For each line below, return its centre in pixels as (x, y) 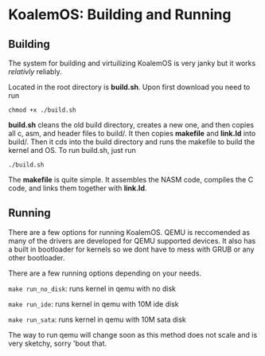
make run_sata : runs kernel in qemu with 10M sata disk (97, 319)
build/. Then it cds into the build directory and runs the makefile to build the (132, 142)
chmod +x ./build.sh (43, 110)
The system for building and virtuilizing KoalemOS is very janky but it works (132, 63)
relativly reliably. (35, 72)
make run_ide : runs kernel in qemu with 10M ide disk (94, 303)
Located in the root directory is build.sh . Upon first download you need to (129, 87)
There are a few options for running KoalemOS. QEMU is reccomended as (129, 232)
